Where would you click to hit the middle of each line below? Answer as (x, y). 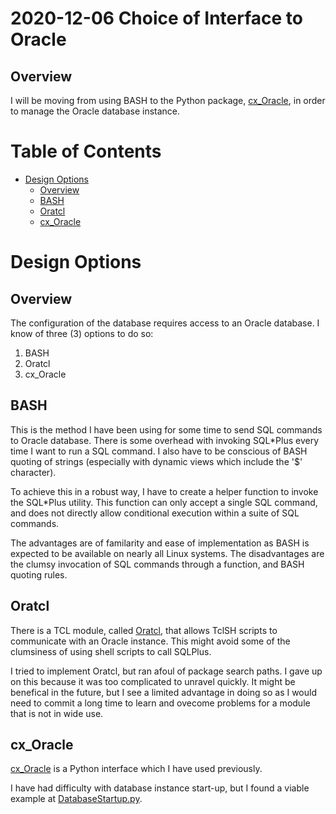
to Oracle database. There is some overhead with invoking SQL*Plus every (164, 440)
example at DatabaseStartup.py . (76, 799)
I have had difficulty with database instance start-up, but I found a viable (160, 788)
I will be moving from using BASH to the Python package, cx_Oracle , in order (168, 100)
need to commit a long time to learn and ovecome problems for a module (160, 703)
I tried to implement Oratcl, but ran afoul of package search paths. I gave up (166, 671)
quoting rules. (39, 574)
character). (33, 472)
